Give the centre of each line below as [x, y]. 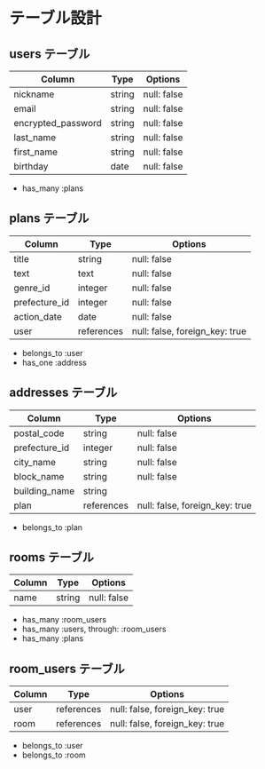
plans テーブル [49, 218]
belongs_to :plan [52, 527]
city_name [35, 462]
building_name [44, 491]
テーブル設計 [55, 18]
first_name [36, 152]
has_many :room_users [64, 620]
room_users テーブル [67, 668]
